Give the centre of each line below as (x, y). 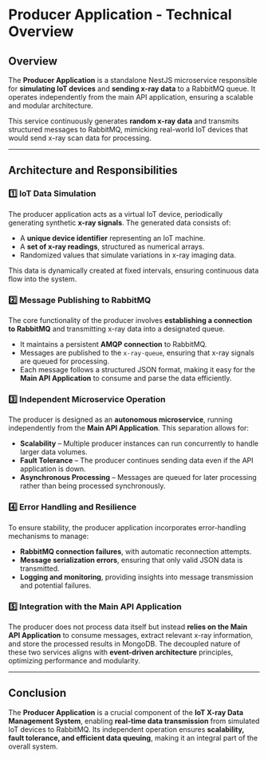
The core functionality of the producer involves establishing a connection (130, 320)
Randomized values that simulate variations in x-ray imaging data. (128, 255)
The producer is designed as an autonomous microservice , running (120, 419)
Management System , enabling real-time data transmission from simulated (134, 721)
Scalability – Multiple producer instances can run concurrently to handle (139, 443)
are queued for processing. (65, 361)
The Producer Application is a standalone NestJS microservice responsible (133, 80)
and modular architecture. (51, 106)
